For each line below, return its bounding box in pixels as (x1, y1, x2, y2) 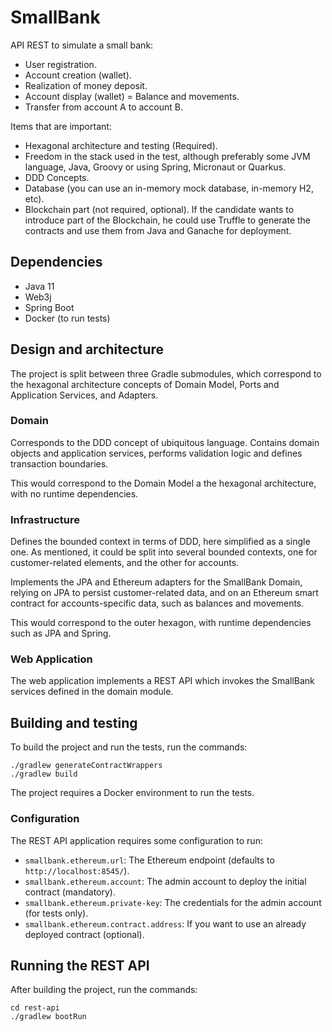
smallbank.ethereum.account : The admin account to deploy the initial (24, 875, 307, 887)
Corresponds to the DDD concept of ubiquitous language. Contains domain (10, 436, 320, 448)
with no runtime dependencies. (10, 487, 139, 500)
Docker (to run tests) (24, 312, 111, 324)
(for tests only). (24, 907, 89, 919)
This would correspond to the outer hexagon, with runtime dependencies (10, 617, 312, 629)
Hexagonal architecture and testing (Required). (24, 139, 218, 151)
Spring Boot (24, 301, 75, 313)
